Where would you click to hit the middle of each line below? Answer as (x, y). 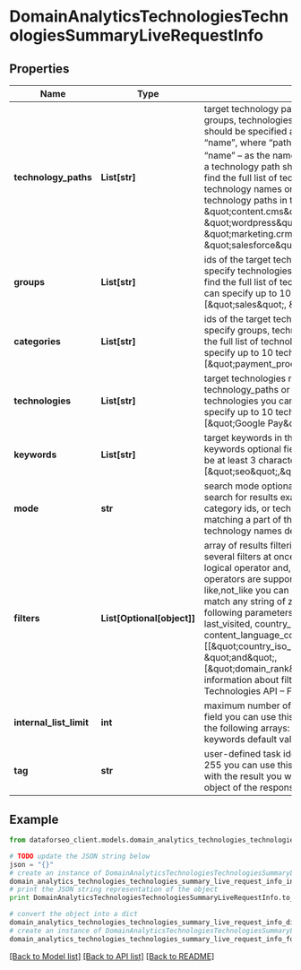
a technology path (242, 167)
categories (37, 342)
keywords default (241, 740)
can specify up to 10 (247, 293)
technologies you (240, 401)
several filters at (237, 557)
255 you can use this (248, 766)
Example (34, 819)
